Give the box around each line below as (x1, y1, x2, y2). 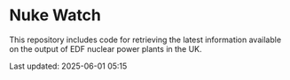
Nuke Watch (9, 5, 102, 25)
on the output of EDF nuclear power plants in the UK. (9, 43, 202, 54)
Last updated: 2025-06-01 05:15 (9, 61, 128, 71)
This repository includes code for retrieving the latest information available (9, 34, 282, 45)
